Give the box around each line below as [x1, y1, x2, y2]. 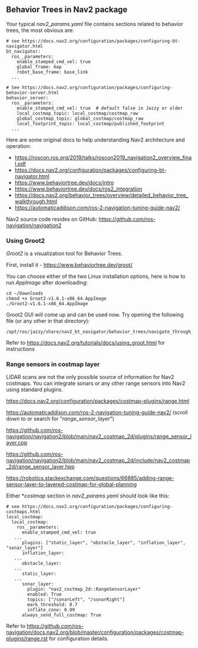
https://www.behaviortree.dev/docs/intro [14, 179, 114, 186]
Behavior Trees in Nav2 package [6, 5, 128, 15]
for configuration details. [49, 635, 109, 642]
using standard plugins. [6, 386, 63, 393]
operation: [6, 142, 31, 149]
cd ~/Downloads [6, 290, 44, 297]
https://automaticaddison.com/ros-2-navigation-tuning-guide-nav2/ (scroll [6, 409, 188, 416]
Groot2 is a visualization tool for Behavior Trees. [6, 250, 123, 257]
